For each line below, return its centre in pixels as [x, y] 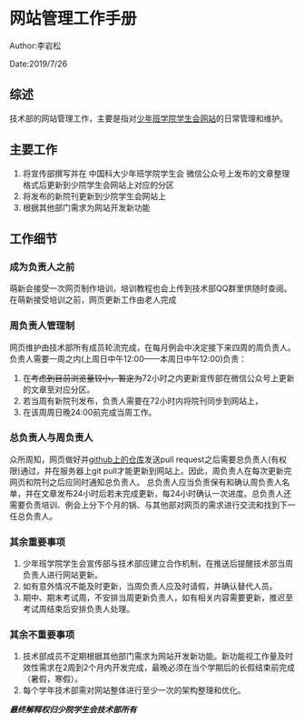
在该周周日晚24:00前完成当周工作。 [89, 412]
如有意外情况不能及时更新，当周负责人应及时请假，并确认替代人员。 [150, 587]
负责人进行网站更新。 [62, 575]
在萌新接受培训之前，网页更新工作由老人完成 [93, 300]
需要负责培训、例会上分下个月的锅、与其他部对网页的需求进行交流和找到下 [148, 505]
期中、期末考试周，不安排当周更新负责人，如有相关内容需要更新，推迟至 [157, 597]
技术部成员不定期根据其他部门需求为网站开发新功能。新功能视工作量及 [154, 657]
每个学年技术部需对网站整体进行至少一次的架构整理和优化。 [134, 690]
